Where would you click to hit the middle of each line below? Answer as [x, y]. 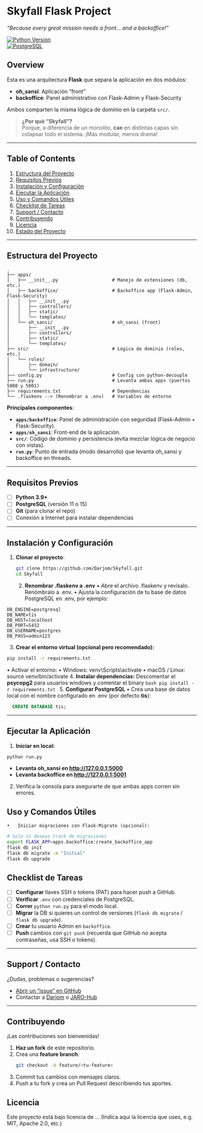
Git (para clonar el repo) [45, 511]
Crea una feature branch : [48, 1054]
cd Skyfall [29, 574]
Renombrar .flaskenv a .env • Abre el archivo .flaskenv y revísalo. [107, 586]
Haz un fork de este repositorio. [55, 1048]
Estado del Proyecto [40, 231]
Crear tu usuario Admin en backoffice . [64, 926]
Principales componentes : [40, 408]
